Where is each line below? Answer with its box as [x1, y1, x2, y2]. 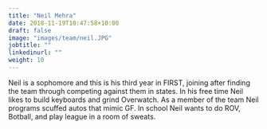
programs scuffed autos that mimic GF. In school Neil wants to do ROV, [8, 103, 241, 112]
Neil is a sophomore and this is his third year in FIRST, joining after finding [8, 77, 251, 88]
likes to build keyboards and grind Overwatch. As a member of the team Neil [8, 95, 259, 104]
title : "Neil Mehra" [8, 11, 77, 20]
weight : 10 [8, 57, 45, 64]
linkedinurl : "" [8, 49, 62, 57]
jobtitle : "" [8, 41, 52, 49]
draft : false [8, 26, 52, 34]
